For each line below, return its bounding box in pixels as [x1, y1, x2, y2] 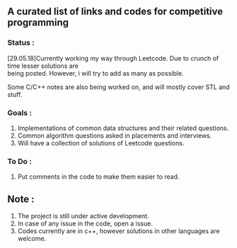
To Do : [7, 156, 32, 166]
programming [7, 17, 69, 29]
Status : [7, 38, 35, 48]
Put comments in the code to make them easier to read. [17, 172, 180, 181]
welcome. [17, 235, 47, 243]
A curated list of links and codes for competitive [7, 6, 224, 18]
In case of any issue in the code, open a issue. [17, 219, 154, 228]
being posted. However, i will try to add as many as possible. [7, 69, 184, 77]
